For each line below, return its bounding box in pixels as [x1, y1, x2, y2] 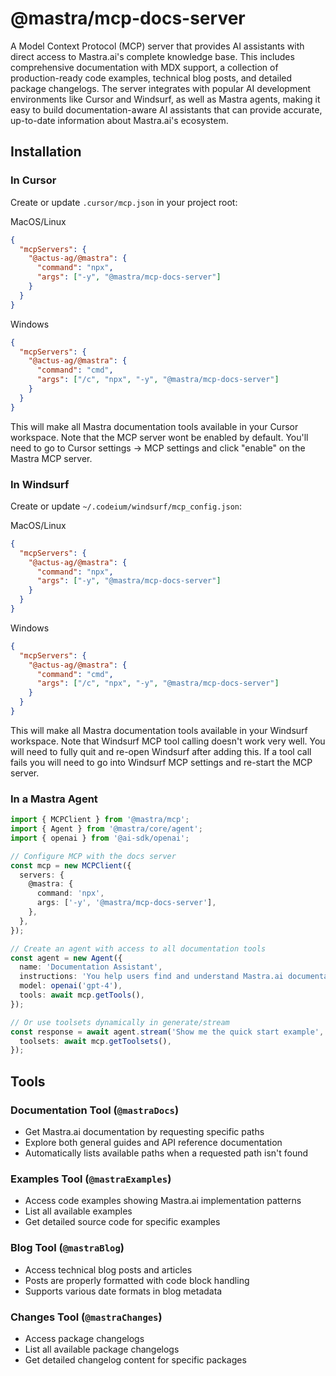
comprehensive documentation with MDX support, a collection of [10, 61, 279, 73]
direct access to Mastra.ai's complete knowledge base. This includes [10, 50, 295, 62]
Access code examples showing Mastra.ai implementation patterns [24, 1195, 302, 1207]
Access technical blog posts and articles [24, 1263, 193, 1276]
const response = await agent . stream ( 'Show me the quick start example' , [10, 1027, 325, 1037]
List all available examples [24, 1205, 133, 1217]
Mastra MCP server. [10, 452, 93, 464]
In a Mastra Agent [10, 792, 98, 806]
